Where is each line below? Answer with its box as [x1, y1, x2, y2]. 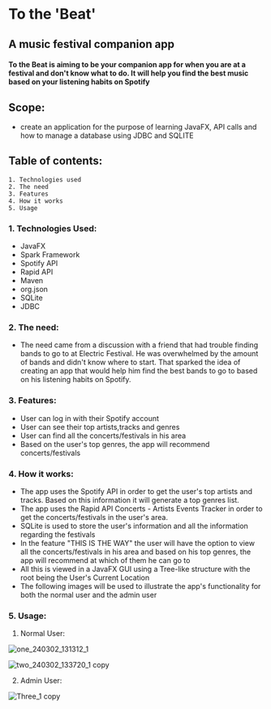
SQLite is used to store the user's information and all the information [19, 521, 249, 531]
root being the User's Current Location [19, 573, 150, 582]
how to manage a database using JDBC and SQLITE [19, 131, 194, 140]
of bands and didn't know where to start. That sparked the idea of [19, 358, 241, 367]
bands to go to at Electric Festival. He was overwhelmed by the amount [19, 349, 259, 359]
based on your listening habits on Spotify [8, 77, 150, 87]
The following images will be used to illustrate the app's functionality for [19, 581, 261, 591]
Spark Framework [19, 250, 80, 260]
